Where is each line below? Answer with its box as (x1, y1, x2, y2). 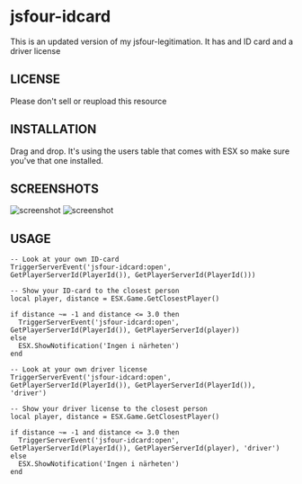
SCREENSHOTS (10, 181, 100, 196)
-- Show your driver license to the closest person (10, 405, 208, 414)
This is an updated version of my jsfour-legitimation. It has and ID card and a (10, 36, 294, 47)
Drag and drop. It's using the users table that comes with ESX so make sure (10, 146, 290, 157)
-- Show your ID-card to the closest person (10, 286, 180, 296)
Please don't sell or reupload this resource (10, 95, 167, 106)
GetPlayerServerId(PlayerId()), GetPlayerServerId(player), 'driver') (10, 444, 280, 453)
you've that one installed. (10, 155, 104, 166)
